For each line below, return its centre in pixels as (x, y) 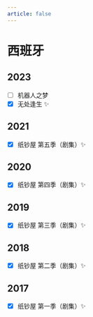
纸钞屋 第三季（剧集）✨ (51, 225)
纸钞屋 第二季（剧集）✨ (51, 266)
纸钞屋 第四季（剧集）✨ (51, 185)
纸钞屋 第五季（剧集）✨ (51, 144)
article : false (29, 14)
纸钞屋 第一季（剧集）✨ (51, 306)
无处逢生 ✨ (33, 104)
